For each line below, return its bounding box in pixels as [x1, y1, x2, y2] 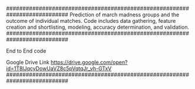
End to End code [6, 47, 47, 54]
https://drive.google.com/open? [51, 59, 128, 66]
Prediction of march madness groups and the [70, 11, 180, 18]
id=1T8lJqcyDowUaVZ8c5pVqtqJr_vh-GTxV [6, 65, 112, 72]
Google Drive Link [6, 59, 50, 66]
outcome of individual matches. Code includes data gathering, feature [6, 18, 176, 24]
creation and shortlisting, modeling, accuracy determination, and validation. [6, 23, 190, 30]
